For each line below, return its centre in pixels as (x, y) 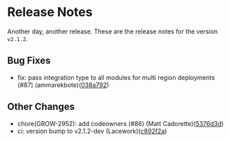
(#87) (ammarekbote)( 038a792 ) (63, 85)
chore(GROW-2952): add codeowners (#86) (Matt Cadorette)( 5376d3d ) (121, 123)
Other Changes (41, 107)
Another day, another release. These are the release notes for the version (113, 31)
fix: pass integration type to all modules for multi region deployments (116, 77)
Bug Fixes (29, 61)
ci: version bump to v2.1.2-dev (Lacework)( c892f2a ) (92, 131)
